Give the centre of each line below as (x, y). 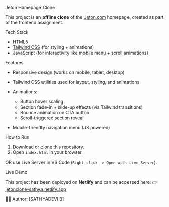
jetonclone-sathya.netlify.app (36, 189)
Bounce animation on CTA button (55, 112)
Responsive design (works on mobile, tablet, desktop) (69, 72)
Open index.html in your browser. (48, 152)
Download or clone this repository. (48, 147)
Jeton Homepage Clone (30, 7)
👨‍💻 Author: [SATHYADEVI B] (35, 199)
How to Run (17, 137)
